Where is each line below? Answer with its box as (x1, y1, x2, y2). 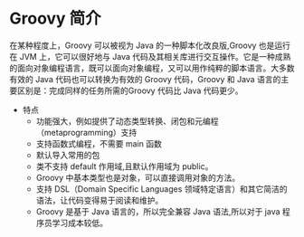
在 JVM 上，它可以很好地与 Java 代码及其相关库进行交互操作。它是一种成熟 (9, 51, 291, 62)
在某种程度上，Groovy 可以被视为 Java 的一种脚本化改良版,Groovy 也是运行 (9, 40, 291, 51)
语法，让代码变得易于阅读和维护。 (35, 194, 164, 205)
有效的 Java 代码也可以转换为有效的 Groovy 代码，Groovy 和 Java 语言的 (9, 73, 281, 84)
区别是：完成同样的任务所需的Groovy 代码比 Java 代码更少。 (16, 85, 243, 96)
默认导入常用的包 (35, 149, 100, 160)
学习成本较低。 (52, 217, 109, 228)
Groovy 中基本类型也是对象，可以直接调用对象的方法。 (35, 172, 241, 183)
